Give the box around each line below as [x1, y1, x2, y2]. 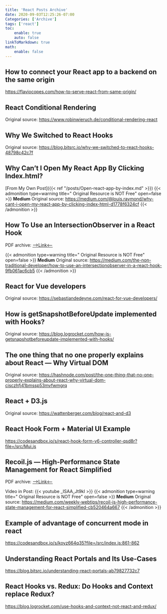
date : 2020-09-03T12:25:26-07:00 [5, 12, 75, 17]
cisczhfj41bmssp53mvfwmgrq [5, 382, 67, 388]
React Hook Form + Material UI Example [5, 424, 131, 433]
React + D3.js [5, 397, 48, 405]
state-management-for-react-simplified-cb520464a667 [5, 504, 120, 510]
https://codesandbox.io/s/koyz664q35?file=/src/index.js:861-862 [5, 540, 140, 546]
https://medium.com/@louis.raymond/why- [65, 195, 154, 201]
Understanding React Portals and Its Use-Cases [5, 554, 157, 563]
